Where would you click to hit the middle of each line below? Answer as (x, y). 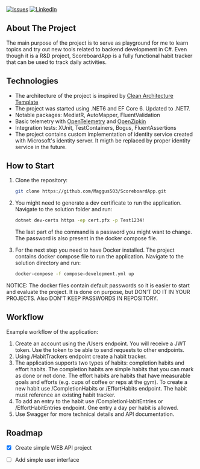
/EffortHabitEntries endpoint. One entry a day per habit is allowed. (97, 407)
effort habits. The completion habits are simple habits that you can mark (104, 369)
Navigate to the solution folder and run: (64, 209)
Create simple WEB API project (53, 447)
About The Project (41, 28)
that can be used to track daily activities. (57, 62)
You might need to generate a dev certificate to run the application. (98, 203)
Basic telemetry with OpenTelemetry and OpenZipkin (80, 121)
